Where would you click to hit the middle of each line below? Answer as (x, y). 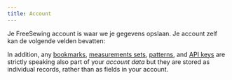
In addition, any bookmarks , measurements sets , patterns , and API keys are (116, 54)
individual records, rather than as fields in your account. (88, 69)
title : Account (29, 14)
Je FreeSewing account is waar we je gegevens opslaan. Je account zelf (112, 33)
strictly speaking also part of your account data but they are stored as (109, 62)
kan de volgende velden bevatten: (56, 41)
